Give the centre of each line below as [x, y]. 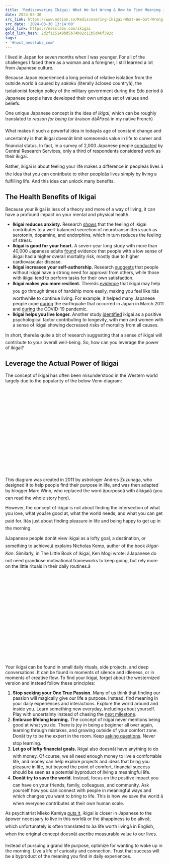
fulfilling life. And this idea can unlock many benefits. [60, 181]
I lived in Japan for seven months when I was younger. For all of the [75, 57]
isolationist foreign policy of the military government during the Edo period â [84, 91]
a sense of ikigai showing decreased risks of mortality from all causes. [86, 325]
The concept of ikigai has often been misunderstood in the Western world [81, 375]
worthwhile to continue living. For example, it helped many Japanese [83, 298]
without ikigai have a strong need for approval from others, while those [86, 272]
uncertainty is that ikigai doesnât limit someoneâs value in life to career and [83, 138]
